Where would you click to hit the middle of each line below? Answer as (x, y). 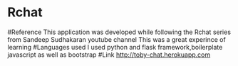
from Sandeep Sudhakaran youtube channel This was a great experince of (117, 39)
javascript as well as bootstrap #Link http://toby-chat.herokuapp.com (109, 55)
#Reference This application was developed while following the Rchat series (119, 32)
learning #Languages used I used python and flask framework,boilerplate (115, 47)
